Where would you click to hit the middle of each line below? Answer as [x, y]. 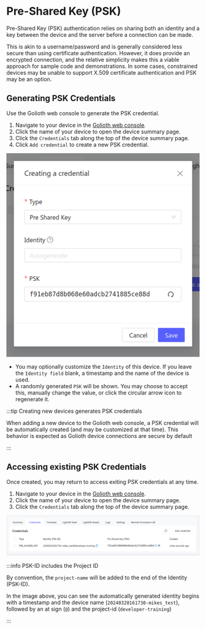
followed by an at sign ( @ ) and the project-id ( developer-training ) [89, 609]
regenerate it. [32, 399]
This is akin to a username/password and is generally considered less [94, 47]
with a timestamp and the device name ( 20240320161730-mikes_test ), [93, 603]
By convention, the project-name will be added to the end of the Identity [97, 578]
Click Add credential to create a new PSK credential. [82, 145]
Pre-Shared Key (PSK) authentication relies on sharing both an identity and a [103, 28]
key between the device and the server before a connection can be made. [100, 34]
